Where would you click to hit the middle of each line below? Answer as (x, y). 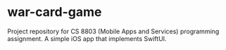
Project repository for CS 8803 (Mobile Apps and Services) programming (113, 31)
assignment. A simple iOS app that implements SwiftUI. (87, 38)
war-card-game (55, 12)
